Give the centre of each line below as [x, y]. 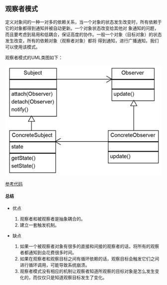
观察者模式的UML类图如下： [34, 57]
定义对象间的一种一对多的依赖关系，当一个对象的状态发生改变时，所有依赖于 [83, 22]
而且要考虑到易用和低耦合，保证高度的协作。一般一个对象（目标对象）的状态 [83, 34]
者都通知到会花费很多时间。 [48, 252]
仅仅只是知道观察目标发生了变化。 [72, 277]
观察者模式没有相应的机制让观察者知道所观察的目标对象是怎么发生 [87, 271]
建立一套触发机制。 [40, 225]
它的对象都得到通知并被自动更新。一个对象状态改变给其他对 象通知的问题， [82, 28]
